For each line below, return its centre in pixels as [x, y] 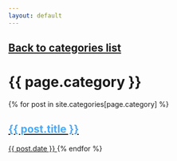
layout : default [35, 16]
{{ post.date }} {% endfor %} [55, 148]
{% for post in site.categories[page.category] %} [89, 104]
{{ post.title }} [44, 130]
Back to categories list [65, 48]
